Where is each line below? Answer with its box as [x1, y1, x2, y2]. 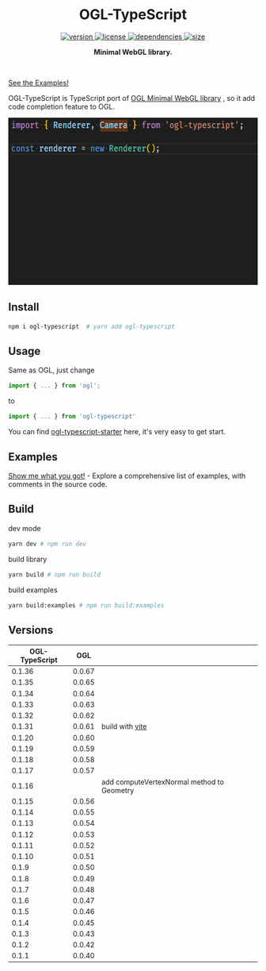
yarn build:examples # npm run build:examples [8, 601, 165, 609]
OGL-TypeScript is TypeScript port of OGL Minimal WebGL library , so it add [8, 93, 256, 102]
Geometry [101, 785, 135, 795]
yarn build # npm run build [8, 570, 101, 579]
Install [8, 300, 40, 314]
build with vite [101, 722, 147, 731]
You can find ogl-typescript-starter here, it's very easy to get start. [8, 427, 226, 437]
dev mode [8, 523, 41, 533]
